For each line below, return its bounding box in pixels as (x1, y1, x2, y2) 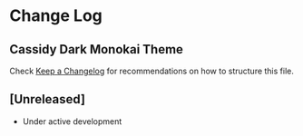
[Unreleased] (9, 92, 86, 107)
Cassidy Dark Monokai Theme (9, 42, 184, 57)
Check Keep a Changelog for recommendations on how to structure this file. (9, 65, 295, 76)
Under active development (22, 115, 122, 127)
